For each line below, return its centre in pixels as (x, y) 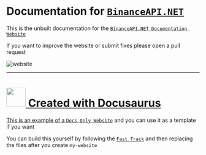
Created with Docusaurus (94, 103)
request (16, 52)
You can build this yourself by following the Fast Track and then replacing (100, 138)
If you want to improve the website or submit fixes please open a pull (93, 45)
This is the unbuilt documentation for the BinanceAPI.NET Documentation (97, 28)
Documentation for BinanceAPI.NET (95, 11)
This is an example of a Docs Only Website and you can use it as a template (101, 120)
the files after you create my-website (52, 145)
